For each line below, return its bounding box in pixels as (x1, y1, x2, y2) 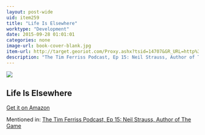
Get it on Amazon (6, 104, 50, 111)
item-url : (6, 49, 32, 55)
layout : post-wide (6, 9, 53, 15)
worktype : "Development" (6, 26, 70, 32)
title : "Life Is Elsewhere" (6, 20, 78, 26)
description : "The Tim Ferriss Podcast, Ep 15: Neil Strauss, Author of (6, 54, 195, 60)
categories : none (6, 37, 51, 43)
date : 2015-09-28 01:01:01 (6, 32, 75, 38)
